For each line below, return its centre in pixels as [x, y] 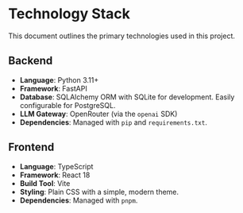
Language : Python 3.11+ [59, 79]
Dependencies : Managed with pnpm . [79, 200]
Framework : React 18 [55, 175]
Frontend [31, 147]
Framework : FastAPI [53, 88]
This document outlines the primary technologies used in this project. [122, 36]
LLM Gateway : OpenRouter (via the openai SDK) [98, 114]
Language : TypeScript [56, 166]
